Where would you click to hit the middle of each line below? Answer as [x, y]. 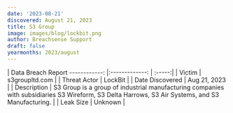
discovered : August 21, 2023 [50, 20]
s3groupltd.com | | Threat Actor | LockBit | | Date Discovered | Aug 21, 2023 [116, 80]
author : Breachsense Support [50, 40]
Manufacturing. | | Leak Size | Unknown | [66, 102]
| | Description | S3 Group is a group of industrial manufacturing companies [116, 87]
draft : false [26, 46]
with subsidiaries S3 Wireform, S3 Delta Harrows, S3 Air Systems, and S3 [113, 94]
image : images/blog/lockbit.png [54, 33]
